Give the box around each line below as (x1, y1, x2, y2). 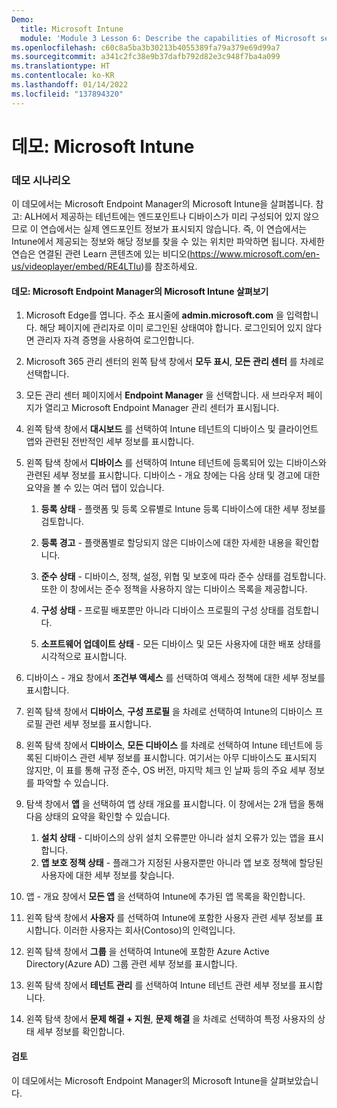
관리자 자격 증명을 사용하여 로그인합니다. (36, 334, 195, 346)
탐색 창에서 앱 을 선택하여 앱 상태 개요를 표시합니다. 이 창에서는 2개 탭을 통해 (25, 798, 324, 810)
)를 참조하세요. (140, 261, 198, 273)
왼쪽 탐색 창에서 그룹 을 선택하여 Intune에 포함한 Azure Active (25, 946, 270, 958)
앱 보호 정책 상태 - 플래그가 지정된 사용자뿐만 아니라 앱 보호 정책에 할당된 (40, 857, 324, 869)
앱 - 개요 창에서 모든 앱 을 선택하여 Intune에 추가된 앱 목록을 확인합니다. (25, 891, 306, 903)
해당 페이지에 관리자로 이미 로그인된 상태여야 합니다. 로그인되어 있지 (39, 322, 304, 334)
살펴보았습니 (270, 1074, 319, 1086)
